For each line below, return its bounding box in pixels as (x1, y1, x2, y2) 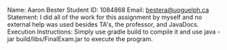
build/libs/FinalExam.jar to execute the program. (16, 35, 153, 43)
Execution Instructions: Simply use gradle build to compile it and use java (7, 27, 217, 36)
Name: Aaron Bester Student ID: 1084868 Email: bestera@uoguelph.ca (7, 6, 210, 14)
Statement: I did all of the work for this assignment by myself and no (7, 13, 203, 21)
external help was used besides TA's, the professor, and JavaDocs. (7, 21, 199, 28)
